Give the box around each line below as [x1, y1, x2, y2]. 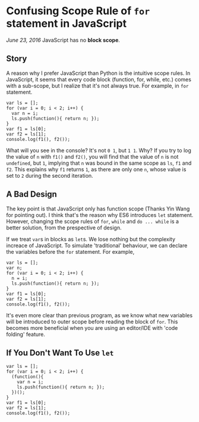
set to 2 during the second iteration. [6, 172, 93, 179]
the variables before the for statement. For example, [6, 248, 135, 255]
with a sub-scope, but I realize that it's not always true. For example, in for [6, 82, 189, 89]
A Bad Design [6, 189, 58, 200]
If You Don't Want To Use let [6, 348, 114, 358]
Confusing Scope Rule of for [6, 4, 150, 18]
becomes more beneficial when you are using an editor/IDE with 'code [6, 324, 178, 331]
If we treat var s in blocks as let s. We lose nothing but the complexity [6, 235, 176, 243]
